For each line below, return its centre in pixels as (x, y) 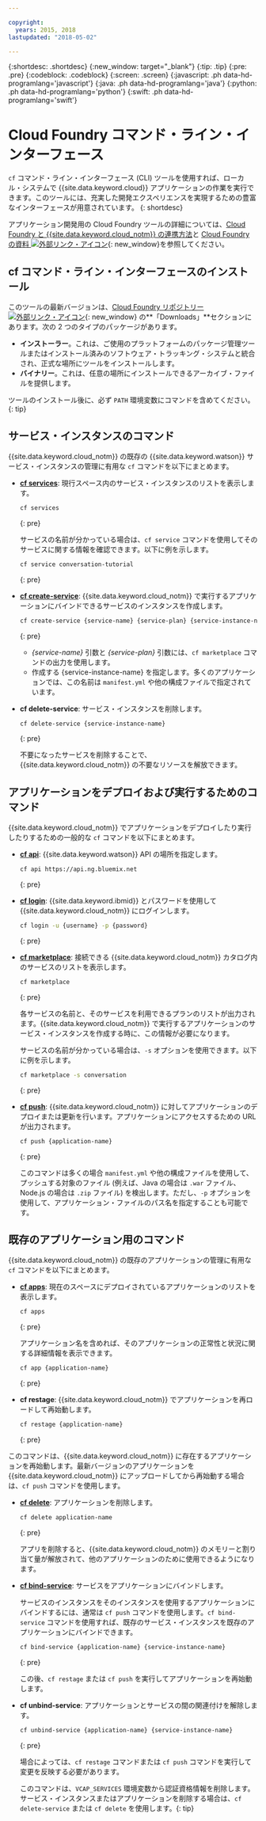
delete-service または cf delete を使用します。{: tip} (107, 1808)
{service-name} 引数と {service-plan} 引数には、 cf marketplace (136, 652)
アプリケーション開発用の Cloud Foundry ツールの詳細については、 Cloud (127, 224)
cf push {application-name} (66, 1141)
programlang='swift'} (43, 101)
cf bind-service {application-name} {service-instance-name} (123, 1647)
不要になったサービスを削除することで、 (85, 755)
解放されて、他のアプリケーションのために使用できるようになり (151, 1559)
